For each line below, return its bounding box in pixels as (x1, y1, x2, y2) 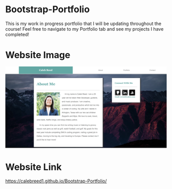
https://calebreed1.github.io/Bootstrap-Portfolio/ (5, 178, 107, 184)
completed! (5, 31, 29, 37)
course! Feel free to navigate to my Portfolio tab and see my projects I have (5, 26, 164, 32)
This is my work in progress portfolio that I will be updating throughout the (5, 20, 162, 27)
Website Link (5, 161, 62, 173)
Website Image (5, 50, 71, 61)
